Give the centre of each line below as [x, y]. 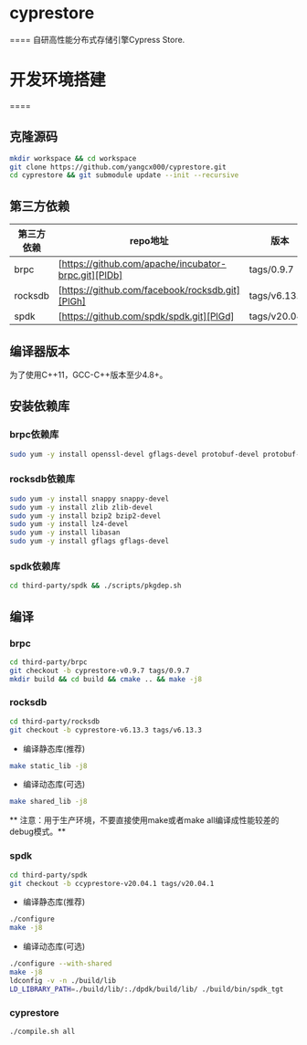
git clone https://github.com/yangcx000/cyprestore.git [118, 167]
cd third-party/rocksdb [55, 721]
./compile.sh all [42, 1031]
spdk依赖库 [35, 566]
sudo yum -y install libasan [65, 533]
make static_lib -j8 [49, 765]
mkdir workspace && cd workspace [73, 158]
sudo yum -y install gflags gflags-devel [90, 542]
